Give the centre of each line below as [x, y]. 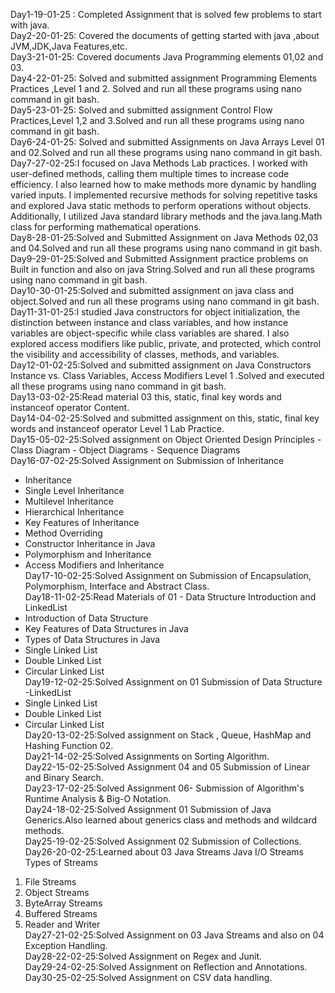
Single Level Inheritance [74, 490]
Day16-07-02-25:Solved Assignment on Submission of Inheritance [147, 460]
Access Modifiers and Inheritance [94, 565]
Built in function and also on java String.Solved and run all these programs [162, 269]
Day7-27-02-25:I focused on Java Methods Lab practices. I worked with [159, 163]
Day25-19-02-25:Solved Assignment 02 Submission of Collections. [163, 841]
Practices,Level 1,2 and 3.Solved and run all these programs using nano [157, 120]
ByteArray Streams [63, 903]
